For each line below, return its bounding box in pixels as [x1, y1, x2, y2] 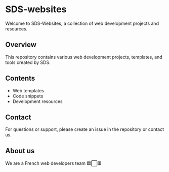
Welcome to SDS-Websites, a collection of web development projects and [5, 20, 159, 26]
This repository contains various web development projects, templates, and [5, 54, 163, 60]
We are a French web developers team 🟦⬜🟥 [5, 160, 102, 166]
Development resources [12, 98, 63, 105]
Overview [5, 41, 37, 49]
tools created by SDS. [5, 59, 51, 65]
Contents [5, 74, 35, 83]
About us [5, 146, 35, 155]
